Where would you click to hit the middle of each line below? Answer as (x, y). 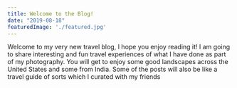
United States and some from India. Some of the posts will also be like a (112, 69)
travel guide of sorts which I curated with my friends (84, 77)
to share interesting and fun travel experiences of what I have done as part (117, 54)
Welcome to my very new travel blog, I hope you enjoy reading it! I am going (119, 47)
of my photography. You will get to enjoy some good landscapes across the (118, 62)
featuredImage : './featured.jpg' (57, 27)
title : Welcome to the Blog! (51, 14)
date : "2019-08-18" (36, 20)
